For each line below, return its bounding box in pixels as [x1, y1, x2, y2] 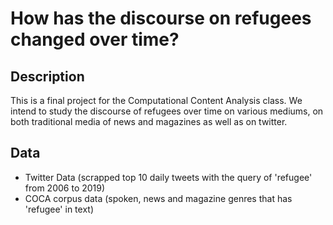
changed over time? [10, 28, 180, 51]
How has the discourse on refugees [10, 7, 312, 30]
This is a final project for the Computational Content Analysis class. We [10, 95, 303, 106]
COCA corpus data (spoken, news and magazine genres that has [24, 192, 293, 204]
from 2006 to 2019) [24, 182, 106, 194]
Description [10, 68, 85, 85]
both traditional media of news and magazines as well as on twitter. [10, 116, 288, 127]
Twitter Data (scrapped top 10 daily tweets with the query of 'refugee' [24, 171, 313, 183]
